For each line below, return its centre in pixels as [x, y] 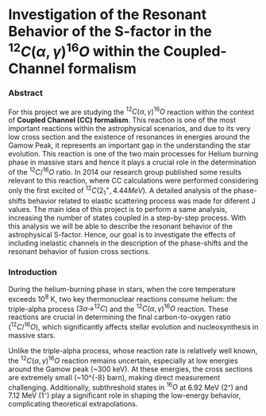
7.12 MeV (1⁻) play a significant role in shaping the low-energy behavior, [125, 395]
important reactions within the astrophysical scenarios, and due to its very [129, 129]
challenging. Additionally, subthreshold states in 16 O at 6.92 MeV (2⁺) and [128, 387]
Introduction [33, 272]
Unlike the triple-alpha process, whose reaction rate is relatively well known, [133, 350]
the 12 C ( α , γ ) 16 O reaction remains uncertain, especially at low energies [123, 360]
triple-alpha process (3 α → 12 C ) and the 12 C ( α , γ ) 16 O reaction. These [118, 308]
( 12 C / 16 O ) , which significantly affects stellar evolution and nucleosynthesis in [133, 326]
